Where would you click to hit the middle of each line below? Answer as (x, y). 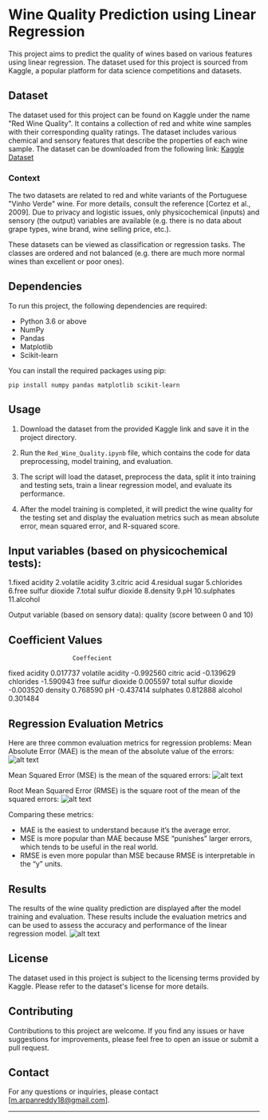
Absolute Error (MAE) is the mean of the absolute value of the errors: (121, 752)
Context (24, 178)
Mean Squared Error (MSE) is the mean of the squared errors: (110, 776)
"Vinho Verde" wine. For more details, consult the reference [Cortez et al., (130, 204)
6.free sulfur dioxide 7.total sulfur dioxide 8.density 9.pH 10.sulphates (122, 591)
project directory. (48, 437)
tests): (25, 564)
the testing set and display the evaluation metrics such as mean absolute (139, 517)
